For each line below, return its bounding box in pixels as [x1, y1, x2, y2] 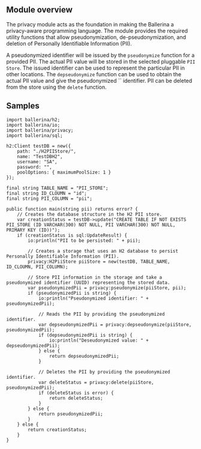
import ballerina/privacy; [6, 127, 74, 133]
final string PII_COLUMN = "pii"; [6, 195, 93, 202]
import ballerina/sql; [6, 132, 63, 139]
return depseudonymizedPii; [49, 353, 119, 359]
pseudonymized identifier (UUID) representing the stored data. [6, 279, 170, 286]
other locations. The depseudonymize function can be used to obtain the [6, 70, 182, 77]
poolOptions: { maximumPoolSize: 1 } [17, 169, 112, 175]
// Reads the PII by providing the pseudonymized [38, 311, 165, 317]
